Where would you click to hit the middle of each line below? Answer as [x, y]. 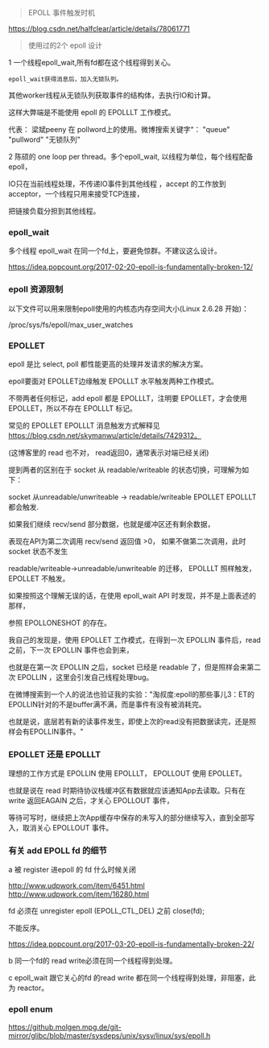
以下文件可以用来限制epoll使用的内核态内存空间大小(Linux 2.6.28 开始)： [129, 309]
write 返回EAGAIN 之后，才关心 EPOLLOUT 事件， [91, 801]
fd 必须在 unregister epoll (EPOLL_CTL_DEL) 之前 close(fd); [107, 911]
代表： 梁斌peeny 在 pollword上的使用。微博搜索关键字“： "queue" [119, 129]
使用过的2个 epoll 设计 [65, 45]
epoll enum [31, 1009]
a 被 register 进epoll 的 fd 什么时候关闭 [72, 870]
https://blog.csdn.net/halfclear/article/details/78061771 [99, 29]
